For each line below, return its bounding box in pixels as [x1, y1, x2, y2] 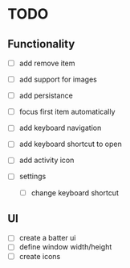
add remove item [18, 58, 75, 68]
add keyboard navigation [18, 123, 102, 133]
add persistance [18, 90, 73, 101]
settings [18, 171, 47, 182]
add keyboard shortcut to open [18, 139, 122, 149]
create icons [18, 251, 61, 261]
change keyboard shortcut [30, 187, 120, 198]
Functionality [7, 37, 75, 51]
